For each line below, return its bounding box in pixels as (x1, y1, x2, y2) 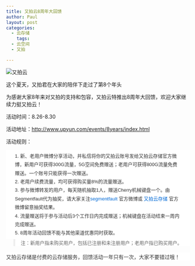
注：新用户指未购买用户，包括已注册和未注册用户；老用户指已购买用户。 (20, 239, 183, 246)
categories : (6, 25, 35, 31)
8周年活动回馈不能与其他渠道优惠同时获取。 (20, 230, 118, 236)
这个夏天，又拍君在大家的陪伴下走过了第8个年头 (6, 81, 122, 88)
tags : (16, 36, 30, 42)
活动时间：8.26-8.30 (6, 113, 56, 120)
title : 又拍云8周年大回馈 (6, 8, 62, 15)
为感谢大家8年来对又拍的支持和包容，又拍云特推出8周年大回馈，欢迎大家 (6, 93, 182, 100)
